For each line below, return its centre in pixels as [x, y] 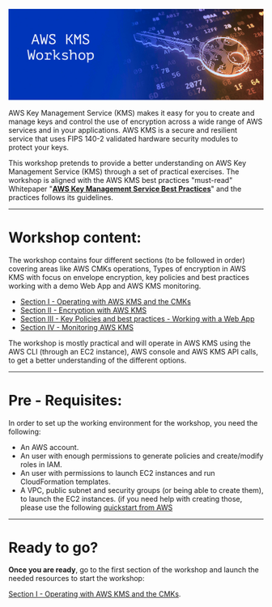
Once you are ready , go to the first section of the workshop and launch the [134, 570]
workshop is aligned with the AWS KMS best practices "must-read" [121, 180]
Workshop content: [75, 238]
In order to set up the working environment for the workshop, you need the [133, 422]
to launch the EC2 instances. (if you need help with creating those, [131, 499]
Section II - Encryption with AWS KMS [83, 310]
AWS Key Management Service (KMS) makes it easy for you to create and [132, 112]
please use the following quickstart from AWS [96, 507]
